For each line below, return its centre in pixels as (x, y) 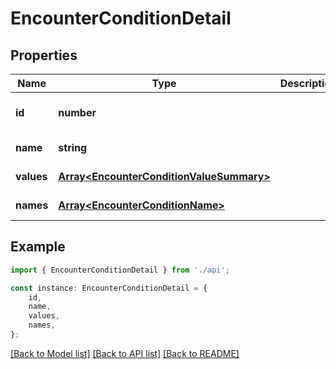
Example (38, 247)
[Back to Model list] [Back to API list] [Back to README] (125, 353)
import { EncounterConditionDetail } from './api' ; (120, 270)
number (77, 112)
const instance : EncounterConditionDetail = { (109, 288)
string (73, 147)
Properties (44, 55)
